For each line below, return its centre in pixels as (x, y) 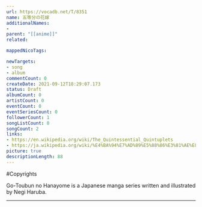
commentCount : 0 (26, 78)
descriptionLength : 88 (35, 156)
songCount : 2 (23, 129)
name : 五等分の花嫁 (28, 17)
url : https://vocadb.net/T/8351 (47, 12)
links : (14, 134)
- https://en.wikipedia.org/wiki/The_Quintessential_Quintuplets (90, 140)
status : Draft (24, 90)
